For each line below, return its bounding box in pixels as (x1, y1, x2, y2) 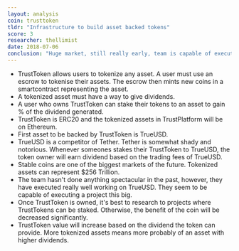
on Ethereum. (17, 122, 58, 131)
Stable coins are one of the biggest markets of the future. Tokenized (17, 160, 218, 169)
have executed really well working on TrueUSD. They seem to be (17, 183, 208, 191)
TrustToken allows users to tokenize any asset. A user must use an (17, 69, 213, 78)
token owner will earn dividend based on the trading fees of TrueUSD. (17, 152, 223, 161)
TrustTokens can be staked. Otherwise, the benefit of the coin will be (17, 205, 220, 214)
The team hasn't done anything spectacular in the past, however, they (17, 175, 223, 183)
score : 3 (7, 30, 33, 38)
